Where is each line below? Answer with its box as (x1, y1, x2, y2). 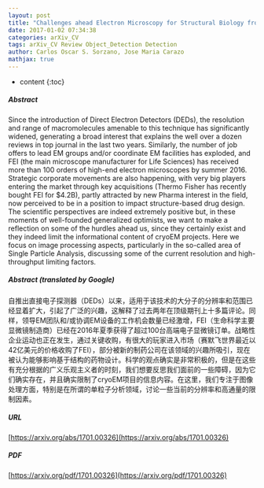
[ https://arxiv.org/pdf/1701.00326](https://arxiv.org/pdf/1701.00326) (8, 470, 228, 480)
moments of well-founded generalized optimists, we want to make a (8, 215, 228, 224)
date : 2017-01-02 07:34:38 (8, 26, 97, 34)
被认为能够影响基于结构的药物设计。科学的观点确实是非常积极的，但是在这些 (8, 355, 256, 364)
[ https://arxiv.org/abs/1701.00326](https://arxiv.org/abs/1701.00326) (8, 432, 229, 442)
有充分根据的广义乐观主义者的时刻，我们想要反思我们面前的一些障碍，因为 (8, 364, 249, 374)
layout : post (8, 11, 51, 20)
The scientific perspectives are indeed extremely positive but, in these (8, 206, 236, 216)
